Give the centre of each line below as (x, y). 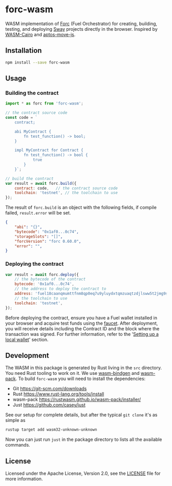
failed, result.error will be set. (38, 213)
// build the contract (29, 178)
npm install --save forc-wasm (38, 62)
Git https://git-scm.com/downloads (50, 389)
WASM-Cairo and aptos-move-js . (40, 34)
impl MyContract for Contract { (49, 150)
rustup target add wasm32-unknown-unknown (51, 430)
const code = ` (21, 118)
